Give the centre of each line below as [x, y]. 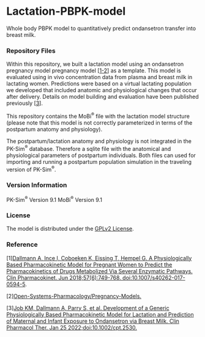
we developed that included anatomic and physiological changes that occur [102, 90]
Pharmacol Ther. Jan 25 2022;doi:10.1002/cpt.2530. [72, 327]
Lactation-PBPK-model [66, 11]
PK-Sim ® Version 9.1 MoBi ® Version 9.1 [54, 199]
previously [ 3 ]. [24, 103]
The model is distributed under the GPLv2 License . [70, 229]
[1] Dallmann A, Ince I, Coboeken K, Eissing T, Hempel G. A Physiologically [99, 258]
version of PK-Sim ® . [31, 169]
